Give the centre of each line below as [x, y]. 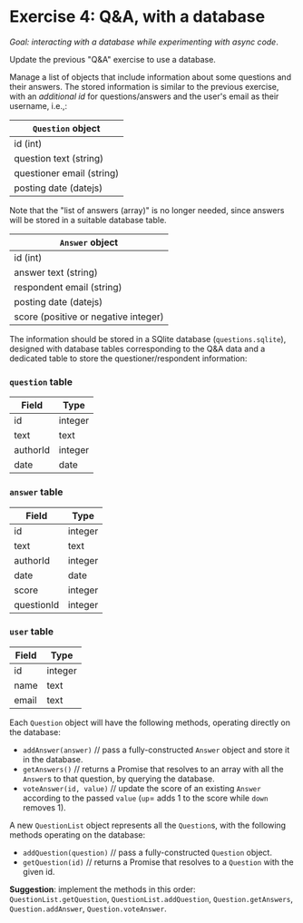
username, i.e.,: [39, 105]
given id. [39, 871]
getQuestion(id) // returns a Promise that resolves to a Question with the [158, 862]
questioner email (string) [67, 172]
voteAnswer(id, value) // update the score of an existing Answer [142, 788]
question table [41, 381]
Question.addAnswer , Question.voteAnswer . [88, 908]
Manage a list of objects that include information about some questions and [151, 77]
